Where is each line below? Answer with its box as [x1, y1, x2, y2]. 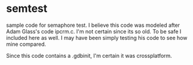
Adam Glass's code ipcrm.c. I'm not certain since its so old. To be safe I [6, 27, 182, 35]
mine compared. [6, 41, 46, 48]
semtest [6, 2, 48, 16]
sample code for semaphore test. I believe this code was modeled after [6, 21, 180, 29]
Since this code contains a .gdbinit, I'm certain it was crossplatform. [6, 52, 172, 59]
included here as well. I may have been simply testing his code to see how [6, 34, 188, 41]
